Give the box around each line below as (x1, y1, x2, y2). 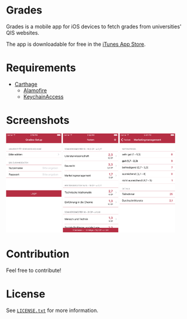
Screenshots (6, 114, 70, 127)
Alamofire (23, 86, 47, 94)
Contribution (6, 247, 70, 261)
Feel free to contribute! (6, 267, 62, 274)
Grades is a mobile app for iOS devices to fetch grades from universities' (6, 23, 182, 30)
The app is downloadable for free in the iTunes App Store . (6, 41, 146, 48)
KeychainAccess (23, 93, 64, 100)
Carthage (14, 80, 38, 88)
